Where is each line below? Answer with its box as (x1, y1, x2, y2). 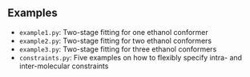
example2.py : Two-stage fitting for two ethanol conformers (18, 36, 212, 45)
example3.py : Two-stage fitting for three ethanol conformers (18, 44, 217, 54)
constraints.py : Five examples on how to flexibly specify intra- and (18, 52, 242, 62)
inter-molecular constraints (18, 61, 109, 71)
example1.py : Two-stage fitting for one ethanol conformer (18, 27, 209, 37)
